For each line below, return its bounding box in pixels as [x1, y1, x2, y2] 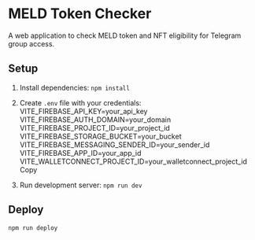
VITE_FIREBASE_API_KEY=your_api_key [19, 106, 148, 116]
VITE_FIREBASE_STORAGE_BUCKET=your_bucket [19, 131, 182, 141]
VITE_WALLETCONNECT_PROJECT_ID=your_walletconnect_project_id [19, 157, 248, 166]
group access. [8, 39, 55, 48]
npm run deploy [8, 223, 58, 232]
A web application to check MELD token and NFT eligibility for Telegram [8, 31, 242, 40]
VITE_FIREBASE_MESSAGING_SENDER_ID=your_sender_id [19, 139, 210, 150]
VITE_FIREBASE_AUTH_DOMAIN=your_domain [19, 115, 172, 124]
